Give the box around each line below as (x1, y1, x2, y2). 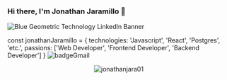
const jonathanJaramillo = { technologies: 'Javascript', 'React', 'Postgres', (7, 36, 221, 45)
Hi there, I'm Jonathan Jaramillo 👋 (7, 6, 126, 16)
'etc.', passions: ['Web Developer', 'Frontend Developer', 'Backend (7, 44, 200, 52)
